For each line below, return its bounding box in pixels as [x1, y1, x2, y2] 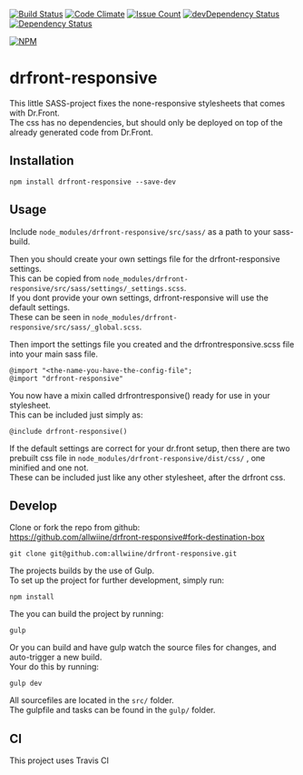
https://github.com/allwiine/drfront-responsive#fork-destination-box [9, 532, 265, 543]
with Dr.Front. [9, 107, 61, 118]
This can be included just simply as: [9, 409, 143, 420]
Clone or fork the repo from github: [9, 522, 141, 533]
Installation [9, 153, 74, 168]
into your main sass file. [9, 348, 98, 359]
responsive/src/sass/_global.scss [9, 323, 141, 332]
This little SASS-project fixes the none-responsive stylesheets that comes [9, 97, 286, 108]
